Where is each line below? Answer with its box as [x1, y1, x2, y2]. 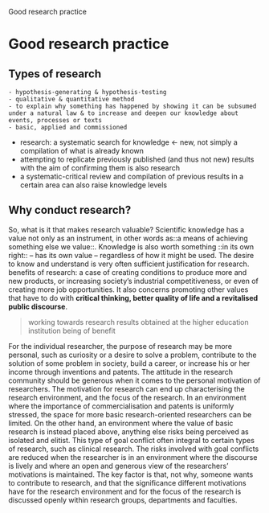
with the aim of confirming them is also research [19, 163, 181, 172]
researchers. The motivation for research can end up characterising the [8, 384, 245, 393]
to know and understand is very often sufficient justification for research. [8, 259, 250, 269]
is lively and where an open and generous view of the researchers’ [8, 461, 229, 470]
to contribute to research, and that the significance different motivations [8, 478, 247, 487]
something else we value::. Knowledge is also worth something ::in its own [8, 241, 255, 252]
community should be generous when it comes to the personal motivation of [8, 376, 261, 385]
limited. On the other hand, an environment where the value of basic [8, 418, 234, 428]
